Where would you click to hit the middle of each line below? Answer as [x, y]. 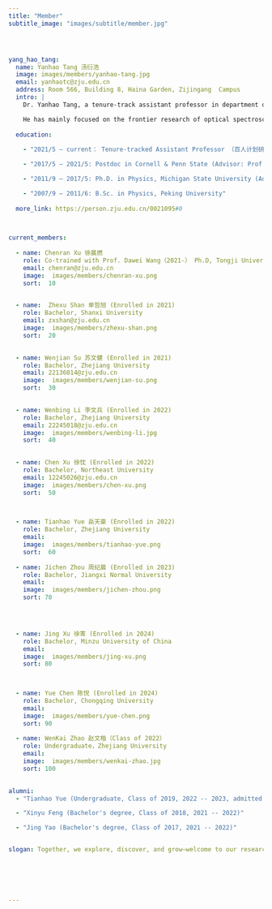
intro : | [30, 97]
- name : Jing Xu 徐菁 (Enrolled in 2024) [85, 634]
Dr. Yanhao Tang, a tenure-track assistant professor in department [141, 105]
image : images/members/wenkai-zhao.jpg [92, 761]
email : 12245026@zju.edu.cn [70, 477]
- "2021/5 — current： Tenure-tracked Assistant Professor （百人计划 [141, 150]
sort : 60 [40, 552]
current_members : [38, 238]
